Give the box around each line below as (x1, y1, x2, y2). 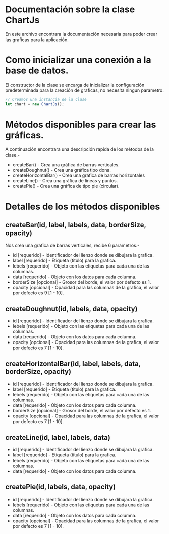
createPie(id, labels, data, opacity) (5, 483, 116, 491)
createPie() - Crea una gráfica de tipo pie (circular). (12, 183, 120, 189)
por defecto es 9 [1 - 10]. (12, 290, 64, 296)
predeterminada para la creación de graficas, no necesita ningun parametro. (5, 87, 164, 93)
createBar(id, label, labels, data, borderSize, (5, 221, 146, 230)
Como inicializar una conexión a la (5, 54, 151, 66)
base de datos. (5, 65, 69, 77)
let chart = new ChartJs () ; (5, 101, 65, 107)
